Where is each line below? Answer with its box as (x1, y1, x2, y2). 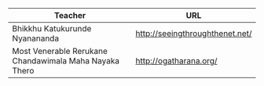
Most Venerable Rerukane (12, 46, 108, 56)
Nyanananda (12, 33, 60, 44)
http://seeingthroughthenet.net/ (135, 28, 252, 38)
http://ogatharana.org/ (135, 56, 218, 66)
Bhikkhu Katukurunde (12, 23, 92, 34)
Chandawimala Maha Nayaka (12, 56, 120, 66)
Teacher (53, 10, 86, 20)
